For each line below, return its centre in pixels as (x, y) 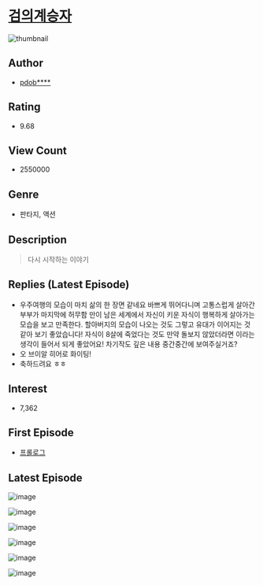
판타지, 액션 (38, 214)
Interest (28, 389)
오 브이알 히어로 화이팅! (56, 354)
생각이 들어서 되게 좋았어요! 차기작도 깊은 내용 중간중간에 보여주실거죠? (128, 344)
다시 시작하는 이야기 (58, 259)
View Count (37, 150)
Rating (24, 107)
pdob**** (35, 82)
